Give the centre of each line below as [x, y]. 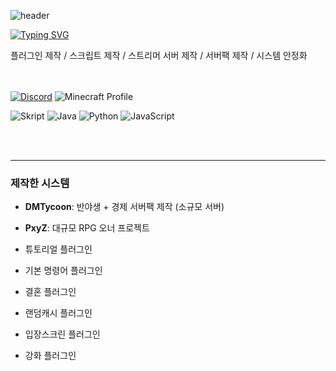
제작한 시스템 [40, 183]
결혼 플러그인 [50, 292]
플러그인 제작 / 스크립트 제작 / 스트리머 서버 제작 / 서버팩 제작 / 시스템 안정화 [159, 55]
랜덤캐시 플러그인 [58, 313]
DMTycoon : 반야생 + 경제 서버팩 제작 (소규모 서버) [124, 207]
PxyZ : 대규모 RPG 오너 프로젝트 [87, 228]
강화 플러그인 [50, 356]
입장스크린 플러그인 [62, 334]
